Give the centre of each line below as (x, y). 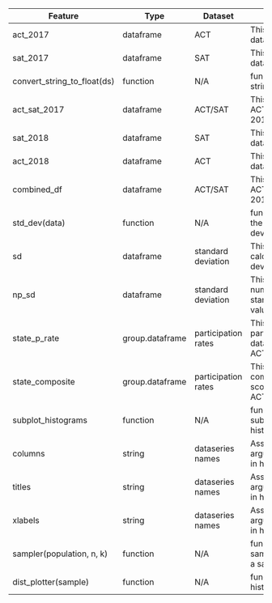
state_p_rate (36, 338)
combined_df (38, 189)
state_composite (44, 382)
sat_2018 (31, 138)
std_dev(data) (39, 223)
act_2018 (31, 161)
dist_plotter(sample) (51, 582)
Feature (64, 16)
